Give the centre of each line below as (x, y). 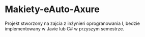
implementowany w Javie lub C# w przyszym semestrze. (64, 28)
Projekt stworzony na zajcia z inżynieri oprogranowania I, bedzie (72, 23)
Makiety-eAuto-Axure (52, 9)
